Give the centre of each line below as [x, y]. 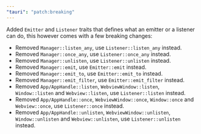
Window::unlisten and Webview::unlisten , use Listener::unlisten [98, 119]
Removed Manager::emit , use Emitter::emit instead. [81, 67]
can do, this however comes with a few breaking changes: [79, 36]
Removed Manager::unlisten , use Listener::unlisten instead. [93, 60]
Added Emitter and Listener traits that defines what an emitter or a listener [100, 29]
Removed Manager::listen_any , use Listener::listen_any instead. [98, 48]
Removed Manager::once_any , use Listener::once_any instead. [93, 54]
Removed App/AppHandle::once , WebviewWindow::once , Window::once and [104, 99]
